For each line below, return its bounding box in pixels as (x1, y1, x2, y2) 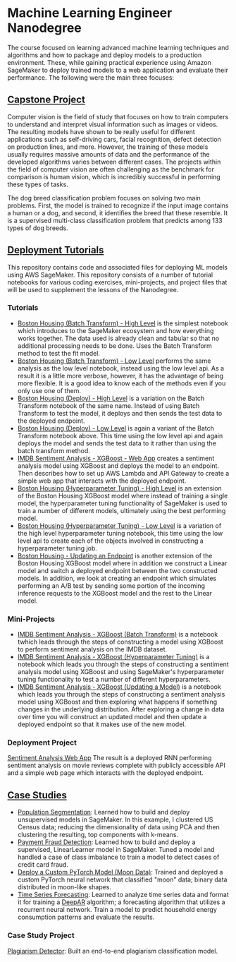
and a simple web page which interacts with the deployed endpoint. (7, 769, 204, 777)
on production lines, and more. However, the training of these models (7, 143, 209, 151)
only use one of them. (17, 386, 82, 395)
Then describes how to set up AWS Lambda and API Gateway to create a (17, 469, 230, 477)
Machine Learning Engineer (7, 5, 173, 21)
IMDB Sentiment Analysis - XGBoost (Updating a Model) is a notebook (17, 683, 222, 691)
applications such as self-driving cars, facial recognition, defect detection (7, 135, 222, 143)
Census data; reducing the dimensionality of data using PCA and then (17, 823, 220, 831)
